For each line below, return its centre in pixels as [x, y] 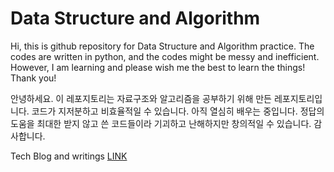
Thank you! [33, 78]
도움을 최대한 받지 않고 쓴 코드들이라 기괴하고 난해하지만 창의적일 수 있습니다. [161, 123]
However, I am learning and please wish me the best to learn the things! [158, 67]
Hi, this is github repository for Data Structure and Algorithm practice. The [162, 46]
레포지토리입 [298, 98]
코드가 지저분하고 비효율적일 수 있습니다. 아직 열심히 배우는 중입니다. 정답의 [178, 111]
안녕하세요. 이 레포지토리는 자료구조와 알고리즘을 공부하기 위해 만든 [141, 98]
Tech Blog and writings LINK [69, 156]
